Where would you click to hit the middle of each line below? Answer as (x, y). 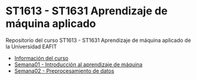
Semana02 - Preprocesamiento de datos (64, 70)
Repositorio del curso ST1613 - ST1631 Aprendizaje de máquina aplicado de (98, 40)
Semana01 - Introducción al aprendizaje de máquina (78, 64)
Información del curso (41, 58)
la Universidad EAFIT (31, 47)
